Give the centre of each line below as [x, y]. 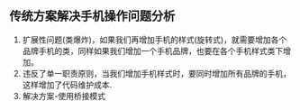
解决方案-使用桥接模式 [64, 96]
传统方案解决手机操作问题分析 [92, 16]
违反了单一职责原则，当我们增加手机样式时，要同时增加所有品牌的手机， [156, 73]
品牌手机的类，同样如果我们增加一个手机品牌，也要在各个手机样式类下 [153, 50]
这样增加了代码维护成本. [67, 85]
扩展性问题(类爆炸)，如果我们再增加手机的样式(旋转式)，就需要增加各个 [155, 40]
